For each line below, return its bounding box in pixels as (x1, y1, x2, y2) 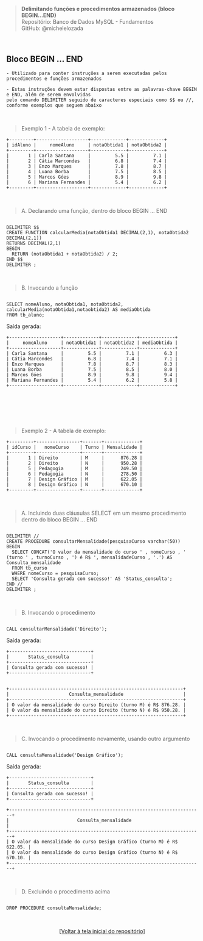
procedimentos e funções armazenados (6, 76, 102, 82)
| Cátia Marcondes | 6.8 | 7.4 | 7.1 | (6, 356, 178, 362)
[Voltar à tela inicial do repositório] (59, 927, 145, 935)
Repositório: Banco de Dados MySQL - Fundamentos (21, 18, 154, 25)
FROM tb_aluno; (6, 312, 45, 318)
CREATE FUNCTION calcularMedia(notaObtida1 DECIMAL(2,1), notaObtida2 (6, 229, 189, 235)
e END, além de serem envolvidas (6, 91, 91, 98)
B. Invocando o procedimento (21, 609, 95, 616)
